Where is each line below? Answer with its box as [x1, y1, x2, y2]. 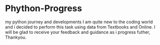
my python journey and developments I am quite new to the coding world [5, 19, 153, 25]
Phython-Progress [5, 3, 82, 14]
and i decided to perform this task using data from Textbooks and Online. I [5, 24, 156, 30]
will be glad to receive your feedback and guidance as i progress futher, [5, 29, 151, 35]
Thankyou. [5, 34, 27, 40]
